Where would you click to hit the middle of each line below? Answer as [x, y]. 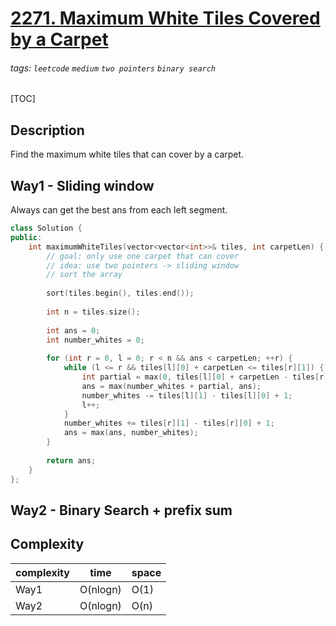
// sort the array [84, 275]
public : [26, 237]
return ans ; [71, 460]
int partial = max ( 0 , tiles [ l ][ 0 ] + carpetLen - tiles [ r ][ [207, 377]
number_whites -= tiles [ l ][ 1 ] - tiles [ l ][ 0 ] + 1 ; [187, 395]
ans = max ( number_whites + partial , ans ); [171, 386]
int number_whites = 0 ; [95, 340]
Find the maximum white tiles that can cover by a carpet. [127, 154]
